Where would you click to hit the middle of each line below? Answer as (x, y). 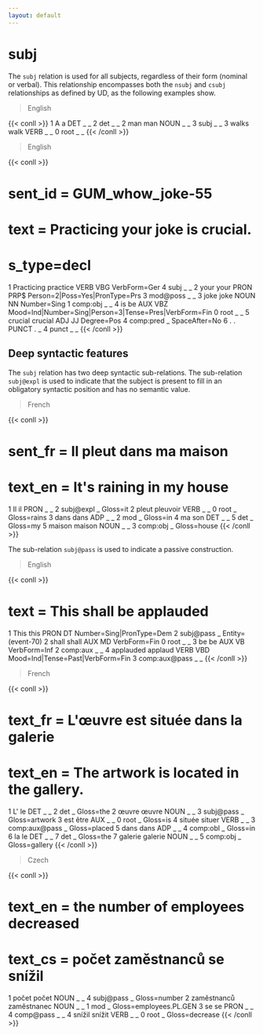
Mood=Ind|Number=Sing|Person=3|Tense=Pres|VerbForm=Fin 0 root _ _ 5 (129, 312)
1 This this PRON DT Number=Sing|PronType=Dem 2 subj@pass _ (115, 633)
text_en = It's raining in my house (119, 487)
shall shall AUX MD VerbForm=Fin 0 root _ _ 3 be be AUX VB (147, 642)
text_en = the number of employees (126, 907)
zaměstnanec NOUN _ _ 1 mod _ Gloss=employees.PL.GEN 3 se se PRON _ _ (131, 1006)
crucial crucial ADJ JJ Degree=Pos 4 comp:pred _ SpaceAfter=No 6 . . (122, 320)
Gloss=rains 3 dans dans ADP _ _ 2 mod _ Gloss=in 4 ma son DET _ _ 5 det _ (131, 517)
